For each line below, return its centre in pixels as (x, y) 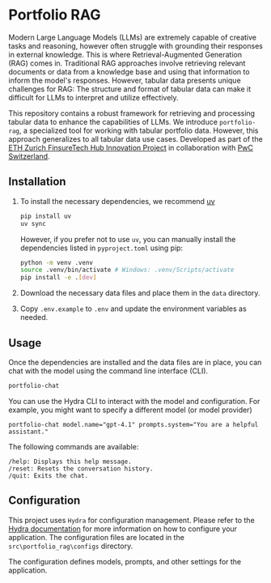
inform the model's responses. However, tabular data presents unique (125, 80)
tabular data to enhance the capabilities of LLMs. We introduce (113, 121)
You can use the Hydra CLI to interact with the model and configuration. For (134, 401)
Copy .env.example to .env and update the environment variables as (133, 309)
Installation (37, 182)
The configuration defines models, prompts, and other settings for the (125, 561)
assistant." (28, 432)
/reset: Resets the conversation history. (81, 468)
